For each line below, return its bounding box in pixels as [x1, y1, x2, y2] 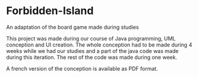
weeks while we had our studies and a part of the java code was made [6, 47, 179, 54]
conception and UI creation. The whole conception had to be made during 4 [6, 41, 192, 48]
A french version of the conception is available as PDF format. [6, 65, 158, 72]
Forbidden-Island [6, 4, 94, 18]
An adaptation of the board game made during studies [6, 24, 139, 31]
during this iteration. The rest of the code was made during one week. [6, 53, 177, 61]
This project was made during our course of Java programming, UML [6, 35, 176, 42]
